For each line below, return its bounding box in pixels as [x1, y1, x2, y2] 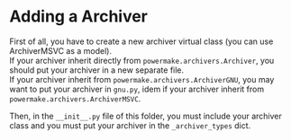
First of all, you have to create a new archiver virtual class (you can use [9, 36, 274, 47]
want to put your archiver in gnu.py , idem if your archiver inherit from [9, 83, 264, 94]
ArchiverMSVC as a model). [9, 45, 113, 56]
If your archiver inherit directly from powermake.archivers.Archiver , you [9, 55, 275, 66]
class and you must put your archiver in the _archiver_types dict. [9, 119, 251, 131]
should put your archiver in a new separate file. [9, 65, 185, 75]
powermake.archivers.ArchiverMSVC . [9, 92, 141, 104]
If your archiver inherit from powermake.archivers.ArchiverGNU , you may [9, 74, 275, 84]
